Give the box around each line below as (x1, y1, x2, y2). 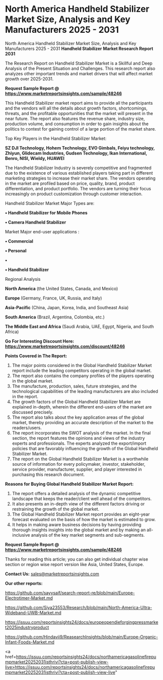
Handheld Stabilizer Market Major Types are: (5, 200, 95, 206)
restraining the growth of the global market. (12, 506, 100, 512)
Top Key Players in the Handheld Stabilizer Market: (5, 136, 107, 141)
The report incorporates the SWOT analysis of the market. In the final (12, 430, 151, 436)
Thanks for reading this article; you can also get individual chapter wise (5, 556, 148, 562)
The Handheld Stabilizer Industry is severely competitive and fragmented (5, 165, 152, 171)
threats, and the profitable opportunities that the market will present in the (5, 110, 153, 116)
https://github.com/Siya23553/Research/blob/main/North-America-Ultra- (5, 604, 152, 610)
